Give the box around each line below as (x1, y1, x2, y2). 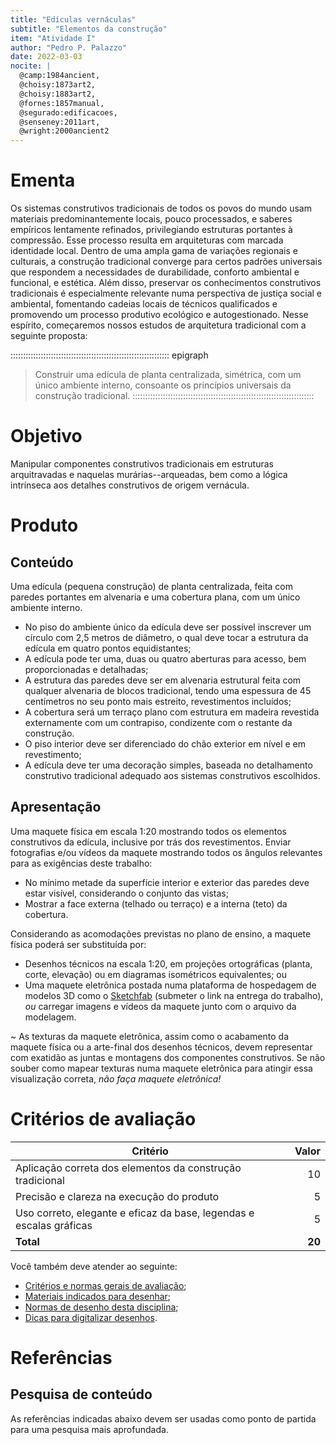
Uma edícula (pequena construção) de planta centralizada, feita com (10, 581, 294, 592)
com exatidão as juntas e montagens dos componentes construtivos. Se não (10, 1051, 326, 1063)
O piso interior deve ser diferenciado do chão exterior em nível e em (24, 738, 307, 750)
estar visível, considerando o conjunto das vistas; (24, 887, 229, 899)
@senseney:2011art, (19, 117, 101, 127)
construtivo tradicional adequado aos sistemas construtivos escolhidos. (24, 770, 321, 781)
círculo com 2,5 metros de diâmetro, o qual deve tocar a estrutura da (24, 632, 309, 643)
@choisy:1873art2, (19, 80, 97, 90)
